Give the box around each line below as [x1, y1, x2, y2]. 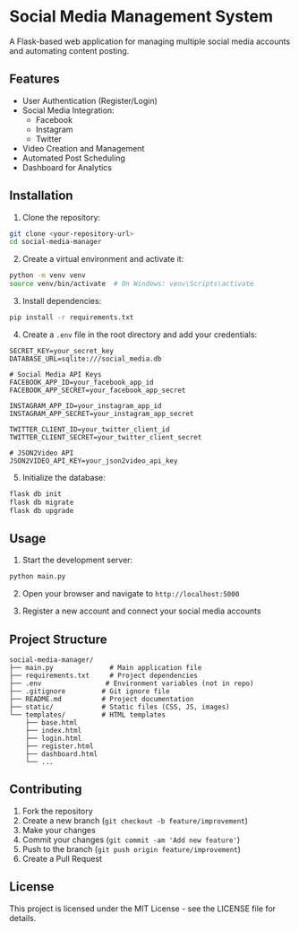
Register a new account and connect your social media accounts [21, 605, 261, 616]
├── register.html [25, 742, 94, 751]
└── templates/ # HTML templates [9, 710, 167, 719]
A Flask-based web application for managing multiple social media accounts [9, 36, 291, 47]
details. [9, 912, 37, 923]
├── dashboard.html [25, 750, 98, 759]
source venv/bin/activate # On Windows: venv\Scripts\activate [9, 280, 254, 289]
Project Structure [9, 631, 107, 647]
